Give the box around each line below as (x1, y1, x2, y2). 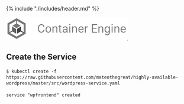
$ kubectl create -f (6, 68, 57, 74)
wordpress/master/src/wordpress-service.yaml (6, 80, 120, 86)
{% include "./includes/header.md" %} (6, 5, 99, 12)
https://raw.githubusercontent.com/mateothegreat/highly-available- (6, 74, 179, 80)
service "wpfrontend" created (6, 92, 81, 98)
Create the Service (6, 52, 77, 62)
